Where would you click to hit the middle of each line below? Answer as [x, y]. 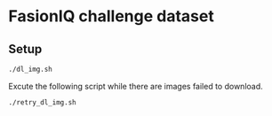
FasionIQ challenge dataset [111, 16]
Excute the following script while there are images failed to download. [136, 86]
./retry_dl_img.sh [42, 102]
